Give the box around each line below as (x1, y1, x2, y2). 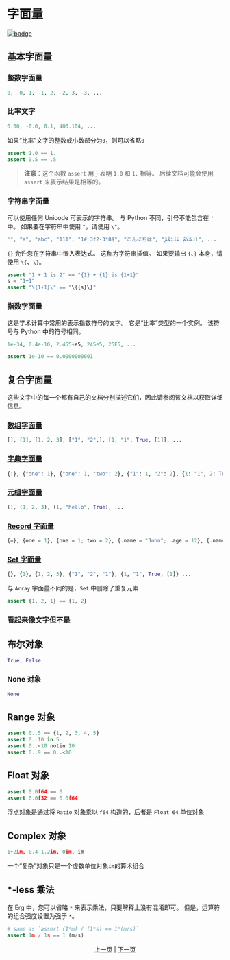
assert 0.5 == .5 (7, 156, 57, 163)
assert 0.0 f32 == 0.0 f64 (7, 795, 78, 802)
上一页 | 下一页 (94, 945, 136, 953)
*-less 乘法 (7, 884, 55, 896)
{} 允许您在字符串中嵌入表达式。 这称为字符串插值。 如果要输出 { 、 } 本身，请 (7, 249, 223, 257)
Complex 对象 (7, 830, 66, 841)
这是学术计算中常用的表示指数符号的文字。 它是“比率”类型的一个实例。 (7, 318, 207, 326)
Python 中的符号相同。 (20, 327, 85, 335)
